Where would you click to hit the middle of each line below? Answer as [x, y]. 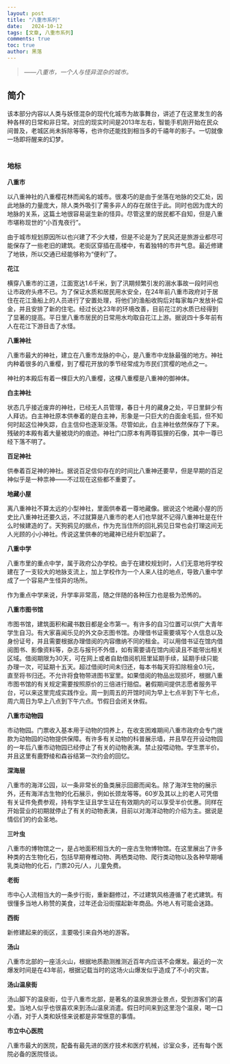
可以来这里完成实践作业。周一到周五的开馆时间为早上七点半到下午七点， [121, 692]
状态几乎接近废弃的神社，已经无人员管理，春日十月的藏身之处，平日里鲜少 [112, 407]
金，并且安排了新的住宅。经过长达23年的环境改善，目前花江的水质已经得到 [113, 308]
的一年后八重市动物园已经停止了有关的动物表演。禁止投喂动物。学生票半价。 [115, 747]
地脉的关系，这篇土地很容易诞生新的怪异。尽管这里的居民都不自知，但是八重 [115, 214]
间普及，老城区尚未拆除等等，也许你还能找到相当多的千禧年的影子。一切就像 [115, 130]
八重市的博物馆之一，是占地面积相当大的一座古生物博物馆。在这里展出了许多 [115, 848]
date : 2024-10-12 [35, 26]
